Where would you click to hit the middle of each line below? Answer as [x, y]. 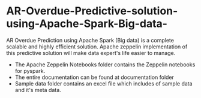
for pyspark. [30, 71]
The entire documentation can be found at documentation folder [94, 77]
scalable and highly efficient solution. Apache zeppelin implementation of [97, 47]
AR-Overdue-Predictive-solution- [92, 11]
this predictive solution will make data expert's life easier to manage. [91, 53]
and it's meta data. [38, 90]
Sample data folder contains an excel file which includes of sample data [104, 83]
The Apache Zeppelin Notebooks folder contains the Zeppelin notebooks [105, 65]
